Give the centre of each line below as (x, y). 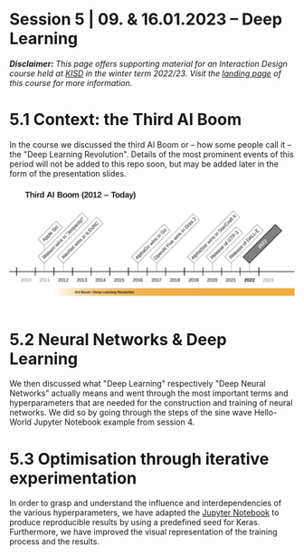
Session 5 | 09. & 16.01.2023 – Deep (146, 19)
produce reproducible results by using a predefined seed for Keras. (135, 522)
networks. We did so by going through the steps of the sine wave (131, 413)
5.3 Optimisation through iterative (139, 459)
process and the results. (54, 542)
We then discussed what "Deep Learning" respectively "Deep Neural (138, 384)
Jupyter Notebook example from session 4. (114, 422)
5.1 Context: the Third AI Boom (126, 120)
